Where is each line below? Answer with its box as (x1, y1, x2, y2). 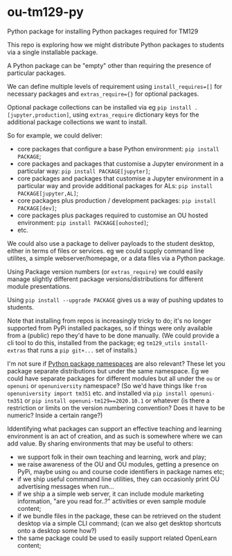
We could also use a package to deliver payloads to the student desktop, (7, 239, 215, 247)
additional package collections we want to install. (7, 117, 148, 126)
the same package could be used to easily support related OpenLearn (17, 534, 217, 542)
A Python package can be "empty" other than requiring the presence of (7, 61, 212, 69)
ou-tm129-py (7, 4, 84, 20)
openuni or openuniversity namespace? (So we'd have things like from (7, 381, 207, 389)
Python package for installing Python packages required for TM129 (7, 27, 199, 35)
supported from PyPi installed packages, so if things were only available (7, 323, 213, 332)
